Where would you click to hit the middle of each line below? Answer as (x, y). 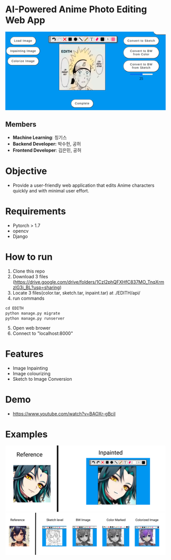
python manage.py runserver (35, 318)
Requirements (36, 211)
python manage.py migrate (33, 313)
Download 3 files (30, 276)
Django (20, 236)
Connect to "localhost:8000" (43, 333)
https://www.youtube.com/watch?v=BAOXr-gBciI (64, 413)
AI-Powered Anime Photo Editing (76, 9)
